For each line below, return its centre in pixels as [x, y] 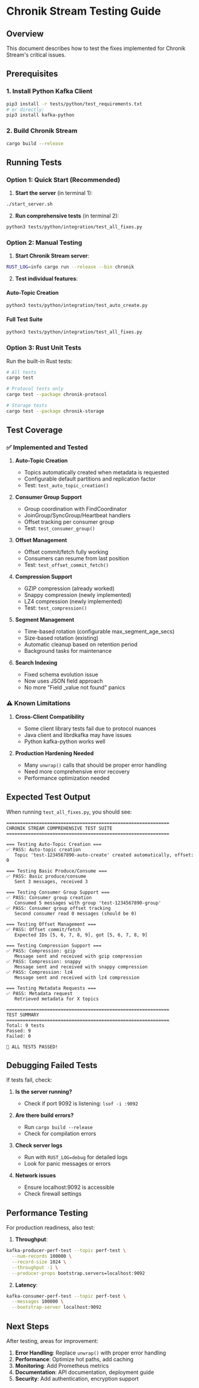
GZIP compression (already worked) [69, 588]
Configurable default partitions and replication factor [90, 479]
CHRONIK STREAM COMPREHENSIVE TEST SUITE [59, 828]
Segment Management [45, 620]
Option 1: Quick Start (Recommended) [63, 180]
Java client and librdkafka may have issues [78, 735]
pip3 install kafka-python [40, 115]
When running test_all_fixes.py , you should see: [69, 812]
